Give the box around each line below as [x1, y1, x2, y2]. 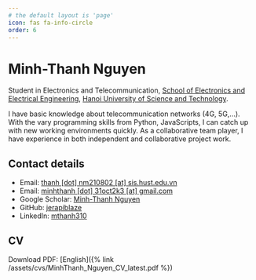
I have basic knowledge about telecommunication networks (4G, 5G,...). [8, 109, 241, 118]
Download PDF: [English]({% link [8, 254, 114, 264]
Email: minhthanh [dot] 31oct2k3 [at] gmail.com [19, 186, 173, 196]
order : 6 [8, 26, 37, 34]
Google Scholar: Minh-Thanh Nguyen [19, 195, 141, 204]
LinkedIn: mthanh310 [19, 211, 88, 220]
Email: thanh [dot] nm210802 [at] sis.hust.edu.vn [19, 178, 177, 187]
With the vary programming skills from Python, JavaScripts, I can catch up [8, 118, 249, 127]
